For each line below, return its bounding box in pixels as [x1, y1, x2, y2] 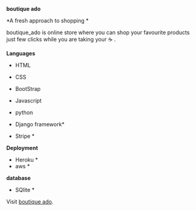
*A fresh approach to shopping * [6, 17, 89, 24]
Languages [6, 50, 35, 57]
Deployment [6, 145, 38, 151]
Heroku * [15, 156, 38, 163]
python [15, 109, 33, 116]
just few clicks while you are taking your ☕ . [6, 36, 116, 43]
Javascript [15, 97, 42, 104]
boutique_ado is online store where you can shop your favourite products [6, 29, 190, 36]
